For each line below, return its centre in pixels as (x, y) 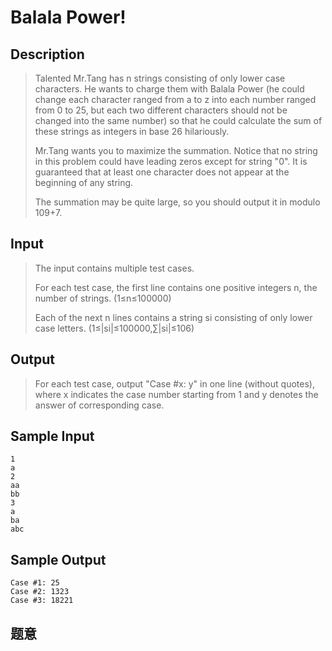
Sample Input (52, 436)
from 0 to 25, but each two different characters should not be (161, 110)
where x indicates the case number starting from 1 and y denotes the (176, 394)
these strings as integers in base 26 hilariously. (132, 131)
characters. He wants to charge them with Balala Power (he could (169, 89)
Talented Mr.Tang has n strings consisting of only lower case (160, 78)
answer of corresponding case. (99, 405)
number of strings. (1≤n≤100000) (103, 298)
